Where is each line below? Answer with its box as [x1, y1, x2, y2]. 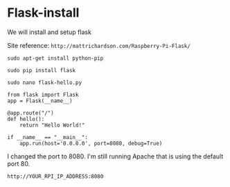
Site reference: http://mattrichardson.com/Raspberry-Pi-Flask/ [7, 41, 191, 49]
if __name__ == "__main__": [7, 133, 89, 140]
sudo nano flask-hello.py [7, 79, 82, 86]
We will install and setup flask [7, 28, 92, 36]
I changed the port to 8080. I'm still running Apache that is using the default [7, 152, 224, 161]
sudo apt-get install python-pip [7, 54, 104, 62]
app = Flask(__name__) [7, 97, 73, 104]
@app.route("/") [7, 109, 54, 116]
